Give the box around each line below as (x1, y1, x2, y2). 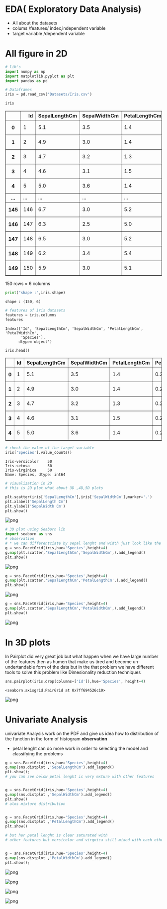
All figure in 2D (5, 48, 68, 59)
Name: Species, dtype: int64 (5, 472, 66, 477)
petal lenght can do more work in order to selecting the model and (12, 745, 148, 751)
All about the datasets (12, 20, 58, 26)
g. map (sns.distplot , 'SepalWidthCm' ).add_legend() (5, 792, 112, 797)
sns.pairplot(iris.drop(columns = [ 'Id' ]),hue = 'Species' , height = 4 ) (5, 679, 146, 684)
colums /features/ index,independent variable (12, 25, 106, 31)
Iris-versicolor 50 (5, 459, 52, 464)
